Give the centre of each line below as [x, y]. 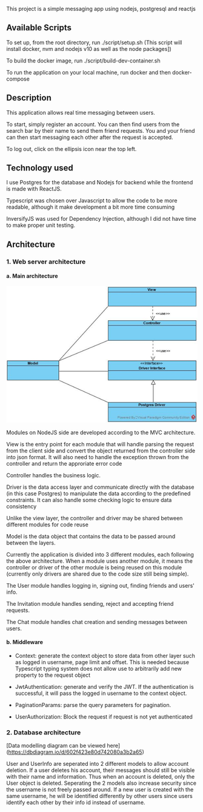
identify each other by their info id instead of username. [76, 802]
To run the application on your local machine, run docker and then [89, 72]
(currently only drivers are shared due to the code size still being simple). [98, 574]
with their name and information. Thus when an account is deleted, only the [101, 777]
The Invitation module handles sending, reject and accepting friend [90, 603]
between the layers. [31, 543]
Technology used [40, 168]
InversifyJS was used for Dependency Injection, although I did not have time [101, 219]
